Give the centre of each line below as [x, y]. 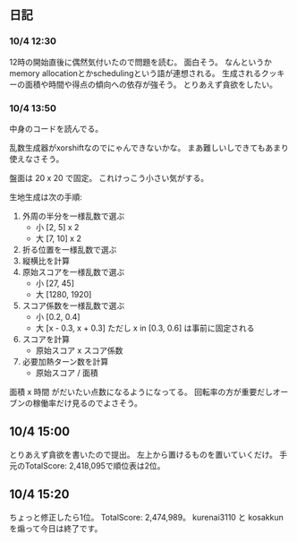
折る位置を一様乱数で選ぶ [69, 249]
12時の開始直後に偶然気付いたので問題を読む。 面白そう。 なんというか [141, 62]
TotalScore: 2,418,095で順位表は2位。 [95, 465]
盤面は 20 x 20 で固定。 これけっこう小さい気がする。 [109, 177]
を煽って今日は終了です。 [56, 528]
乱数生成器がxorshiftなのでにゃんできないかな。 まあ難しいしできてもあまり [149, 147]
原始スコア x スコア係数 [79, 350]
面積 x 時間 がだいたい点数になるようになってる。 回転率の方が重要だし [141, 391]
